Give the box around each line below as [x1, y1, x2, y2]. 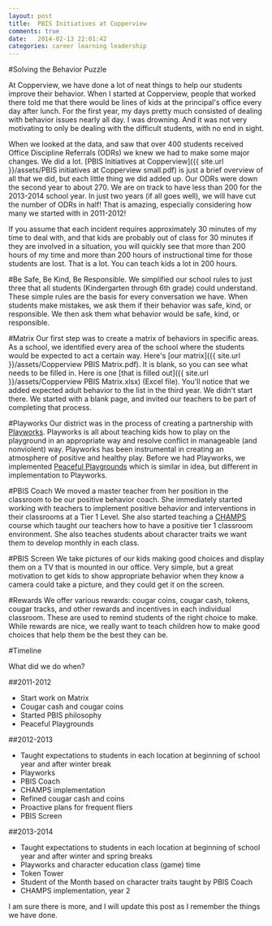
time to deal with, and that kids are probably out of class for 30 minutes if [8, 233, 254, 242]
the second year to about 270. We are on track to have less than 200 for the [8, 182, 262, 192]
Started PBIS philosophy [19, 710, 101, 720]
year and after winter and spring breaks [19, 851, 153, 861]
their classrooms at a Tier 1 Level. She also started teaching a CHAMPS [8, 512, 247, 522]
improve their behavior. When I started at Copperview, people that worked [8, 89, 257, 98]
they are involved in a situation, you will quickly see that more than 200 [8, 242, 246, 251]
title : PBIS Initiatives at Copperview [8, 20, 148, 28]
